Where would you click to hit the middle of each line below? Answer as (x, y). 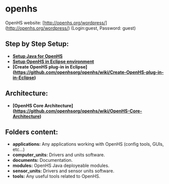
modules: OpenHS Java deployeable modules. (61, 166)
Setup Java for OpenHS (37, 56)
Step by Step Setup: (37, 44)
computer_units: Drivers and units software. (59, 155)
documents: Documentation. (43, 160)
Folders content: (32, 132)
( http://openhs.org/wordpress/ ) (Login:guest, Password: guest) (70, 28)
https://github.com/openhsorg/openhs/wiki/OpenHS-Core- (78, 111)
